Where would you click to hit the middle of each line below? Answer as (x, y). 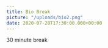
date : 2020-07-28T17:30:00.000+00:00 (54, 23)
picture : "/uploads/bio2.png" (45, 17)
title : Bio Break (28, 12)
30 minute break (27, 40)
